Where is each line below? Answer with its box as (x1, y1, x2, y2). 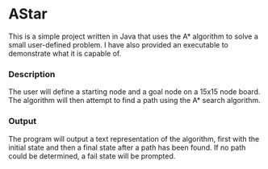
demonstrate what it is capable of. (8, 48, 122, 58)
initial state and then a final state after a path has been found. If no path (8, 142, 246, 152)
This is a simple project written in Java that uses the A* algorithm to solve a (8, 31, 258, 41)
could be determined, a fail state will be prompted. (8, 150, 176, 161)
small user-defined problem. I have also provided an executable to (8, 39, 228, 49)
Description (8, 68, 56, 80)
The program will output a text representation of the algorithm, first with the (8, 134, 260, 143)
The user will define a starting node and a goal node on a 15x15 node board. (8, 87, 261, 97)
